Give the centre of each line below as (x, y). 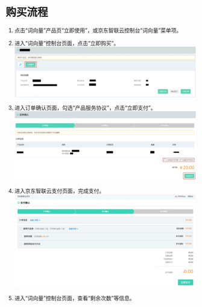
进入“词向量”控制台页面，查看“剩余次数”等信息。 (74, 298)
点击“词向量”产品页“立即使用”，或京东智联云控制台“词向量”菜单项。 (98, 30)
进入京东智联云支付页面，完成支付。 (59, 191)
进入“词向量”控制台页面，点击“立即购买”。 (67, 43)
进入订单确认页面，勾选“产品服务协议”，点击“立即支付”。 (85, 108)
